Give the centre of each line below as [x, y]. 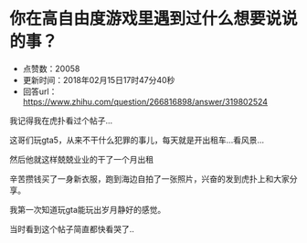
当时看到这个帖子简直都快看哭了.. [72, 228]
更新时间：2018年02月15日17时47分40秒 [99, 79]
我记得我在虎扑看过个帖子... [61, 121]
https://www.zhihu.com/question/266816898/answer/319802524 [145, 101]
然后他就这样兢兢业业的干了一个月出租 [81, 159]
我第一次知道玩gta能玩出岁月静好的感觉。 [88, 209]
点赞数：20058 [51, 69]
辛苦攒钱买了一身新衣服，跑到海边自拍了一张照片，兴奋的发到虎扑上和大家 [149, 178]
